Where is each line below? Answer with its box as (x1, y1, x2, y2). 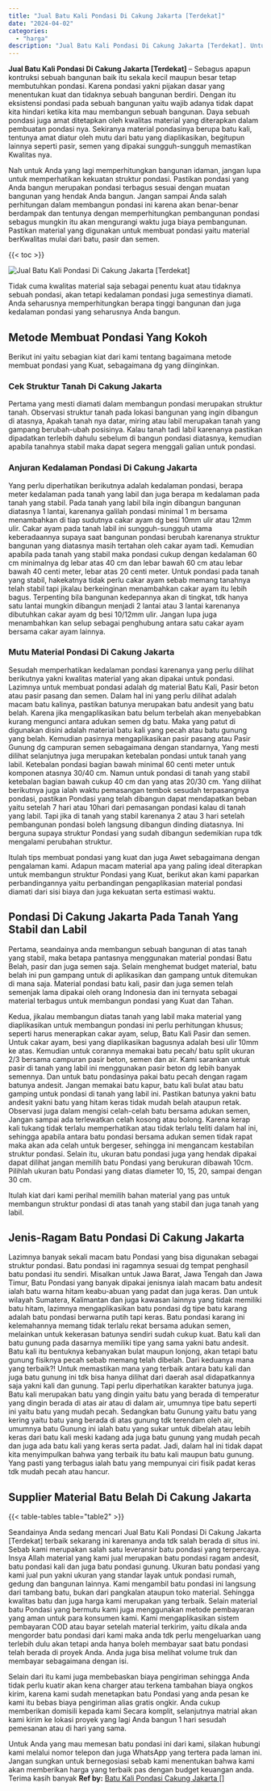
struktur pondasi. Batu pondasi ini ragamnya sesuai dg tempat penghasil (8, 1261, 248, 1271)
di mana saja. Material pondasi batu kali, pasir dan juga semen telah (8, 979, 234, 988)
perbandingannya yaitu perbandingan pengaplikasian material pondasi (8, 878, 243, 887)
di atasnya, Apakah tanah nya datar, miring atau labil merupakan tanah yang (8, 416, 261, 426)
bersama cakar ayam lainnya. (8, 626, 106, 636)
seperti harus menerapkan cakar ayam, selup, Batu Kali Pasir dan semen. (8, 1028, 252, 1039)
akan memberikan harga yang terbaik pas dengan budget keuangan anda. (8, 1765, 254, 1775)
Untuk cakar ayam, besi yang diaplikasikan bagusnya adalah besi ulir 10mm (8, 1037, 259, 1047)
